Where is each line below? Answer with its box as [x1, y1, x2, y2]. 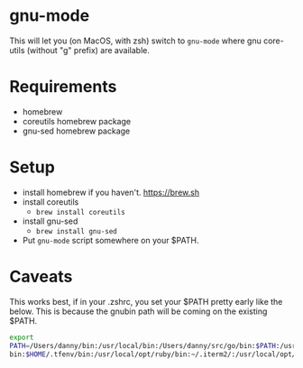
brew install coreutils [35, 207, 126, 216]
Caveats [9, 267, 73, 287]
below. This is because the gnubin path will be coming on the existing [9, 306, 268, 317]
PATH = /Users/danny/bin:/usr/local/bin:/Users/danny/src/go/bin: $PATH [9, 341, 277, 350]
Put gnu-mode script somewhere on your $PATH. [22, 235, 199, 245]
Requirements [9, 77, 117, 97]
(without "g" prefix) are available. [26, 44, 151, 55]
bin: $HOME [9, 349, 47, 359]
